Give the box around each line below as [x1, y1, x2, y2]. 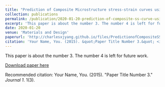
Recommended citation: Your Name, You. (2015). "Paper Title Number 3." [5, 72, 153, 78]
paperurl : [5, 35, 26, 40]
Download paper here [5, 62, 49, 68]
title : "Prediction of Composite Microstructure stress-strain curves [5, 7, 153, 12]
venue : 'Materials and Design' [5, 30, 69, 35]
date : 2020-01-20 [5, 26, 41, 30]
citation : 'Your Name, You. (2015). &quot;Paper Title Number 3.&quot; [5, 39, 155, 44]
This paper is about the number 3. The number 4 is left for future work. [5, 53, 149, 58]
